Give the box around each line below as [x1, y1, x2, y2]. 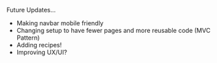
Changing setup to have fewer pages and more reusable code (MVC [16, 27, 211, 34]
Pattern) [16, 34, 40, 42]
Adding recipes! [16, 41, 62, 49]
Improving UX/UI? [16, 48, 67, 56]
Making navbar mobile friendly [16, 19, 104, 27]
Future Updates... [6, 6, 56, 14]
